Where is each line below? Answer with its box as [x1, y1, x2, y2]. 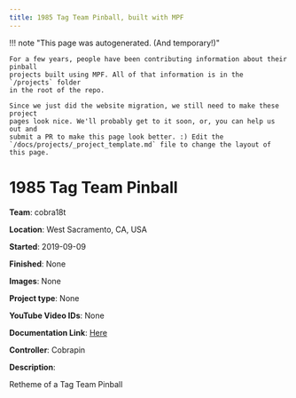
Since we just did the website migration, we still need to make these [9, 101, 279, 110]
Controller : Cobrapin [9, 344, 86, 355]
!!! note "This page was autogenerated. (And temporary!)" [9, 37, 220, 48]
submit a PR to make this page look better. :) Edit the [9, 132, 224, 141]
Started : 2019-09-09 [9, 241, 87, 251]
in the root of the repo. [9, 85, 105, 94]
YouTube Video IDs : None [9, 310, 105, 321]
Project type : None [9, 292, 80, 303]
